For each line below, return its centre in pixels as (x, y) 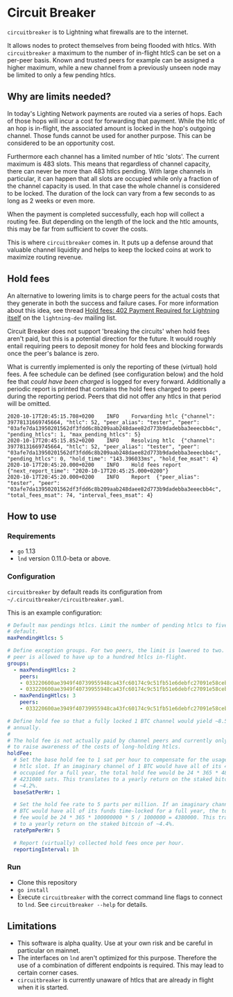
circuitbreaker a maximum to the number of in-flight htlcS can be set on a (114, 53)
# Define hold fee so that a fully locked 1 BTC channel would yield (110, 721)
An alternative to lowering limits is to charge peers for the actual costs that (113, 296)
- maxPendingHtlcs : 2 (45, 670)
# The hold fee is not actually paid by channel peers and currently (110, 740)
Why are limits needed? (59, 97)
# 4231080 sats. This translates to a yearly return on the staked (113, 779)
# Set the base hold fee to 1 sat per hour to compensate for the (111, 760)
